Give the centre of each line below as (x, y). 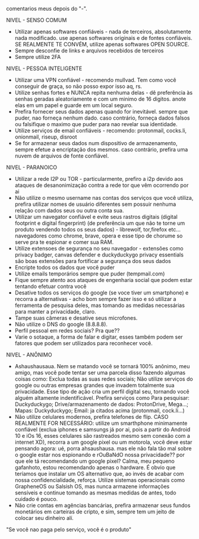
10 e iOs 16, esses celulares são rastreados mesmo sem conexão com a (102, 436)
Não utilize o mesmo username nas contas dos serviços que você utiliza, (104, 198)
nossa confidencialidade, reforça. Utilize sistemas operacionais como (100, 480)
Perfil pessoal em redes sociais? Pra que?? (67, 330)
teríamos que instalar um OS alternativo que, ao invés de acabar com (99, 474)
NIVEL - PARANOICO (32, 167)
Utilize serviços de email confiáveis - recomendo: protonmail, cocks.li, (101, 131)
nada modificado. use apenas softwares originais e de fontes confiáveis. (103, 38)
